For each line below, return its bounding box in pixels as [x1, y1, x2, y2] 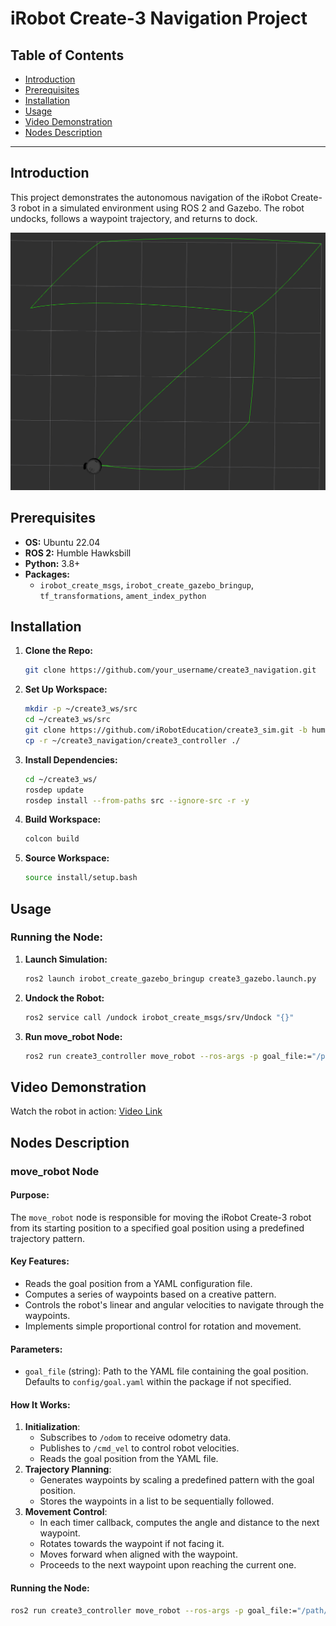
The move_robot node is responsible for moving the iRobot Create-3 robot [10, 1211, 312, 1223]
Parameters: [10, 1343, 63, 1355]
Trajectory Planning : [24, 1463, 112, 1476]
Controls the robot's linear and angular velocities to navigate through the [24, 1298, 325, 1311]
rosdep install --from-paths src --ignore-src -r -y [24, 795, 250, 806]
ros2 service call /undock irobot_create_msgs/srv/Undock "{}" [24, 1012, 295, 1022]
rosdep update [24, 785, 84, 795]
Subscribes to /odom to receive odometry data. [39, 1432, 232, 1444]
